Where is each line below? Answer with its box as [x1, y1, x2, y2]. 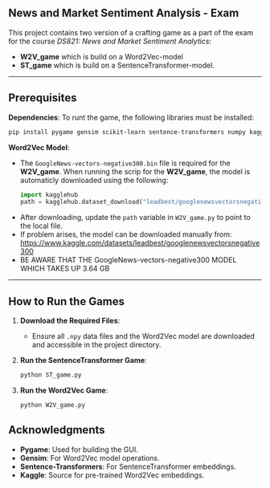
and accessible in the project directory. [31, 340, 162, 350]
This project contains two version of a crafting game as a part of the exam [8, 27, 254, 37]
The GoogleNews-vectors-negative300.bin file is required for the [19, 158, 231, 168]
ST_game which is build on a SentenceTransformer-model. [19, 60, 215, 70]
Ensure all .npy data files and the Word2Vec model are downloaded [31, 331, 256, 341]
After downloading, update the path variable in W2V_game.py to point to [19, 213, 251, 222]
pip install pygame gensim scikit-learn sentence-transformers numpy [8, 128, 247, 136]
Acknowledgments [8, 423, 106, 437]
